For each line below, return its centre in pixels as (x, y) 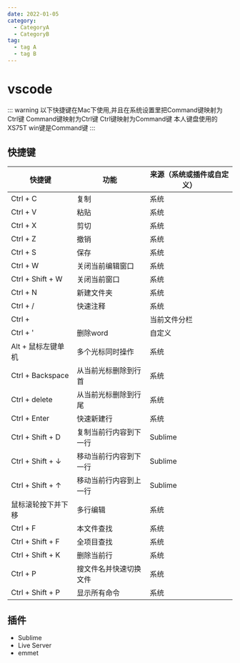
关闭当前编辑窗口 (105, 266)
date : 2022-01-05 (33, 14)
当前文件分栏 (171, 319)
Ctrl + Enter (30, 418)
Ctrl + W (25, 265)
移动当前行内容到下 (109, 456)
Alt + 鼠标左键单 (38, 346)
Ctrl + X (24, 225)
